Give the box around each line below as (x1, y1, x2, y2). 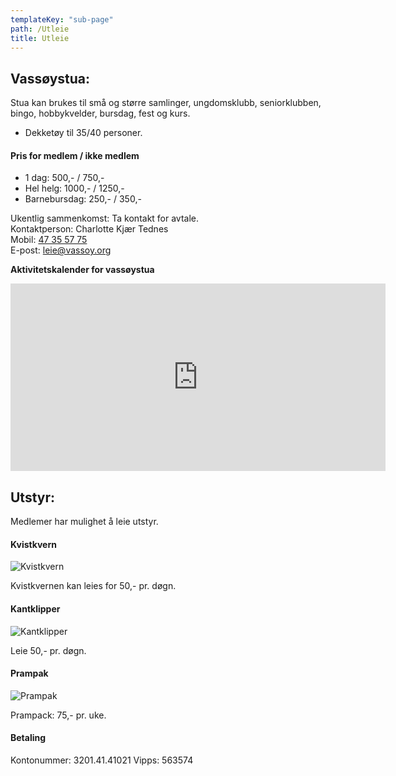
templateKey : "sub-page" (10, 14, 114, 25)
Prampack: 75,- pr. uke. (10, 709, 107, 721)
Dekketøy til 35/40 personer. (24, 127, 143, 139)
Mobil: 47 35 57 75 (10, 234, 88, 246)
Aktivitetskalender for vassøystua (10, 264, 155, 276)
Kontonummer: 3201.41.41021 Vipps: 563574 (10, 754, 194, 766)
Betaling (10, 732, 47, 744)
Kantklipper (10, 603, 61, 615)
